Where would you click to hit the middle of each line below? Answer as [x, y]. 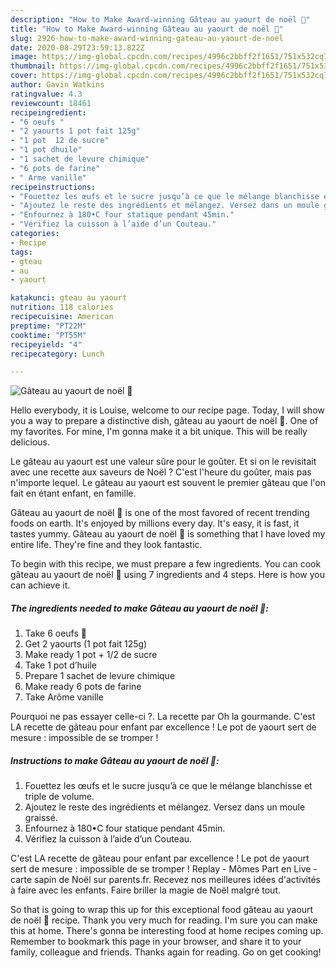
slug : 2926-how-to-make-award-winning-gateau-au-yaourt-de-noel [147, 38]
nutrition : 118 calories [62, 307]
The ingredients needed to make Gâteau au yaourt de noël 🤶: [139, 608]
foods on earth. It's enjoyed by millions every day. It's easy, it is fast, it [155, 523]
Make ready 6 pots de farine [83, 687]
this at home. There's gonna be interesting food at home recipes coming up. [167, 931]
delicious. [30, 442]
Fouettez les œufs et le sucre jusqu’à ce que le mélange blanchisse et [168, 786]
